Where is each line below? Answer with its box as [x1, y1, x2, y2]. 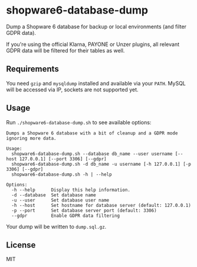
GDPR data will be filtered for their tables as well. [6, 47, 125, 54]
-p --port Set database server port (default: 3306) [11, 207, 157, 213]
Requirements [6, 64, 59, 74]
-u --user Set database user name [11, 197, 110, 203]
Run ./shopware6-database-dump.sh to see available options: [6, 118, 152, 126]
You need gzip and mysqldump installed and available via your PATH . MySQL [6, 80, 186, 87]
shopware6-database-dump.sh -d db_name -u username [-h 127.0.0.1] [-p [11, 161, 192, 167]
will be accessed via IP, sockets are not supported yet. [6, 86, 139, 93]
